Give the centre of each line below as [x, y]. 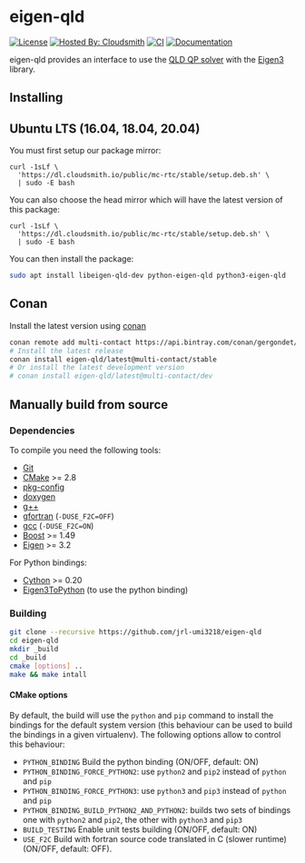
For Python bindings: [49, 562]
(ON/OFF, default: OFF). [67, 848]
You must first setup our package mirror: [85, 151]
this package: [35, 210]
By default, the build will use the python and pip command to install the [142, 715]
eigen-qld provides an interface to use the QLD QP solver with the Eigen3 [147, 59]
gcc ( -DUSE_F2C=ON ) [58, 525]
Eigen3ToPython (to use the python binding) [105, 590]
